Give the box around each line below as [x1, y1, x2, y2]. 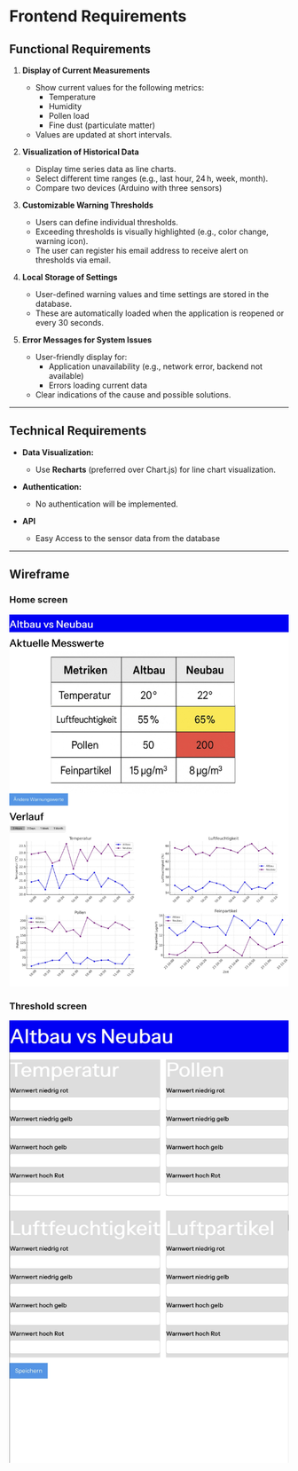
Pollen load [48, 111, 90, 121]
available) [48, 371, 84, 381]
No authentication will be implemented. [35, 499, 179, 509]
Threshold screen [9, 1000, 87, 1012]
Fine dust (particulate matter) [48, 120, 156, 130]
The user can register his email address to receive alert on [35, 246, 248, 256]
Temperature [48, 91, 96, 102]
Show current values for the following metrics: [35, 83, 205, 92]
